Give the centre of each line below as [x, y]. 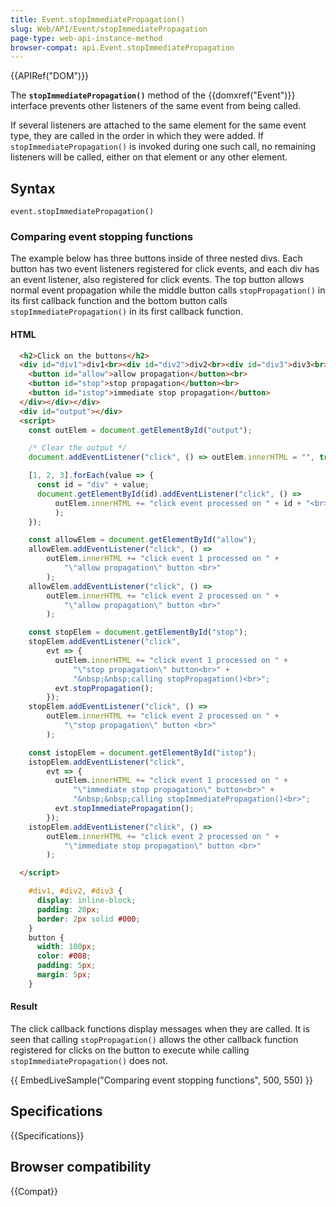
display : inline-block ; [86, 901]
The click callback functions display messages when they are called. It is [160, 1029]
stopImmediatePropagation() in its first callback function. [126, 312]
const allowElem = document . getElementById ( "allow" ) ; [142, 540]
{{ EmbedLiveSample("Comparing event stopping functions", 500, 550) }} [161, 1080]
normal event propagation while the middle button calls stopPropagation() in [168, 290]
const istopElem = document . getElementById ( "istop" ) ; [142, 752]
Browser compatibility [81, 1167]
